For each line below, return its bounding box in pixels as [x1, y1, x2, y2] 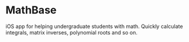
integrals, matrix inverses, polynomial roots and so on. [5, 29, 137, 36]
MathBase [5, 3, 57, 17]
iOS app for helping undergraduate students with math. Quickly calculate [5, 23, 183, 30]
